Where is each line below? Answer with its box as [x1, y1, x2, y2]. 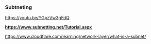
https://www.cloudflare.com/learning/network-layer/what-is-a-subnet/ [5, 33, 147, 40]
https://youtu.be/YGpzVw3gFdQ [5, 15, 69, 21]
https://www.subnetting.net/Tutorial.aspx [5, 24, 92, 30]
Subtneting [5, 4, 33, 11]
